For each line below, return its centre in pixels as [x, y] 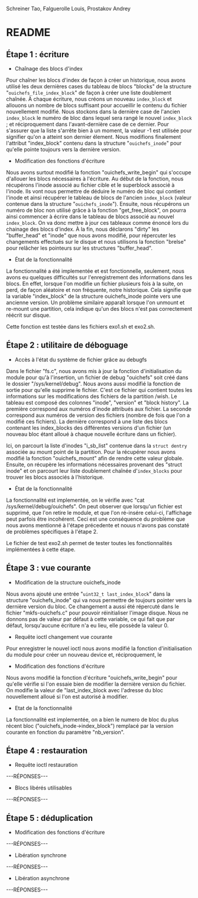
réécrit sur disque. [28, 315]
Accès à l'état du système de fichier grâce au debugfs [81, 359]
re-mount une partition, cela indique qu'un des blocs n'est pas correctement [99, 309]
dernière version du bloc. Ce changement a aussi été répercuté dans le [92, 606]
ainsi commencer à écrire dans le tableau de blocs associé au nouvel [90, 216]
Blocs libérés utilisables [43, 788]
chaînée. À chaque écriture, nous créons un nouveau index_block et [89, 99]
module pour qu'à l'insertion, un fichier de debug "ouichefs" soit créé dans [97, 377]
